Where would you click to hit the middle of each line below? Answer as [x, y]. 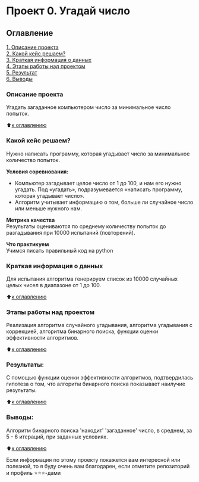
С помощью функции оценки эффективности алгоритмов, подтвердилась [100, 378]
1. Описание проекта [32, 47]
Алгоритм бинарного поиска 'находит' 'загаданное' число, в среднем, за [99, 430]
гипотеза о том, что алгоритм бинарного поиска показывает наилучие [96, 384]
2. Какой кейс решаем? [36, 54]
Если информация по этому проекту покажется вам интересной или [93, 459]
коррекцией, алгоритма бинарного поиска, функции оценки [82, 331]
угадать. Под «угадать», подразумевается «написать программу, [99, 189]
